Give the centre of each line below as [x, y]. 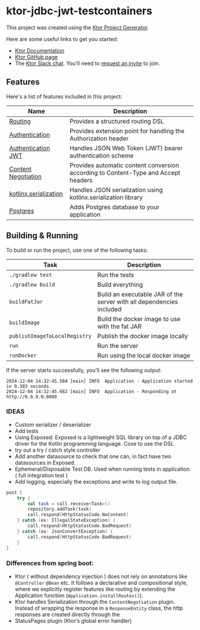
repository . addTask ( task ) [60, 509]
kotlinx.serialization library [106, 197]
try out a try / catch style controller [57, 450]
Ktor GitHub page [36, 57]
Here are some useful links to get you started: [62, 39]
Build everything [120, 285]
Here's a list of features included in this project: [64, 96]
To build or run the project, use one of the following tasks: [77, 250]
